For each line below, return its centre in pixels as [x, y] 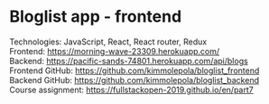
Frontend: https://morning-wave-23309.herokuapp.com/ [115, 51]
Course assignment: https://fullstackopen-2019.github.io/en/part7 [132, 90]
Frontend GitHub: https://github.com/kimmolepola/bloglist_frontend [134, 71]
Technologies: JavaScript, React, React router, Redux [108, 42]
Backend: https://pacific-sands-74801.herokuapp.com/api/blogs [129, 61]
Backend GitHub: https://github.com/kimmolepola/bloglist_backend [134, 80]
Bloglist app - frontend [96, 17]
